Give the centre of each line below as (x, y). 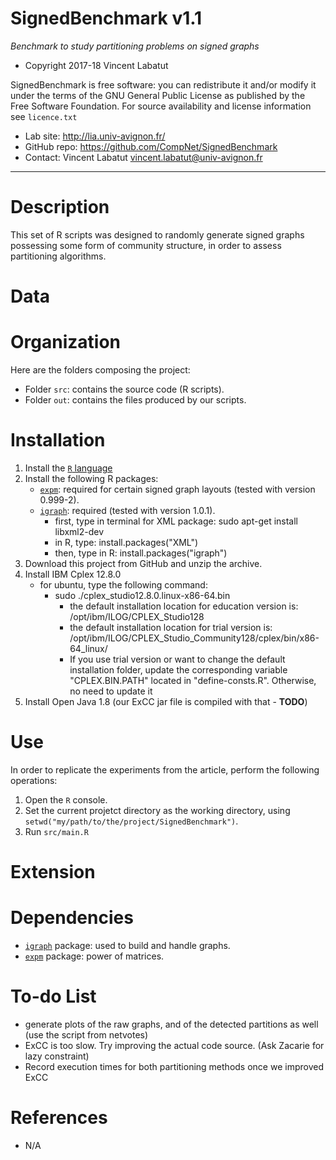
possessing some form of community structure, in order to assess (146, 245)
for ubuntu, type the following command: (123, 584)
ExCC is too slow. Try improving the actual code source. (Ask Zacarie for (174, 1045)
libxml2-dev (79, 531)
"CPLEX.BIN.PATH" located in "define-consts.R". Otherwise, (193, 680)
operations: (34, 780)
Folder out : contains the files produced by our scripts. (135, 400)
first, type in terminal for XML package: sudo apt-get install (176, 521)
